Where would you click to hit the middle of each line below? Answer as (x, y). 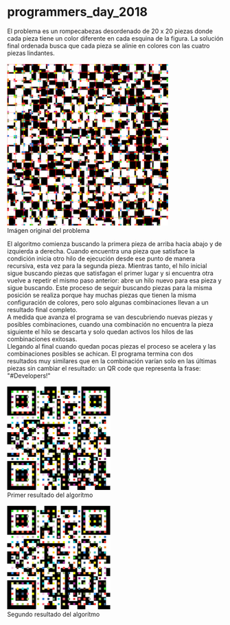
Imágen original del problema (48, 230)
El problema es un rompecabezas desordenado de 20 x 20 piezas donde (110, 31)
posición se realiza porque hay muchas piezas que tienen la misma (102, 295)
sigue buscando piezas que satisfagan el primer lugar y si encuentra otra (111, 273)
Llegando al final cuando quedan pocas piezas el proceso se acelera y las (112, 346)
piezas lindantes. (31, 53)
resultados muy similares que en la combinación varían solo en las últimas (112, 361)
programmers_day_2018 (77, 12)
